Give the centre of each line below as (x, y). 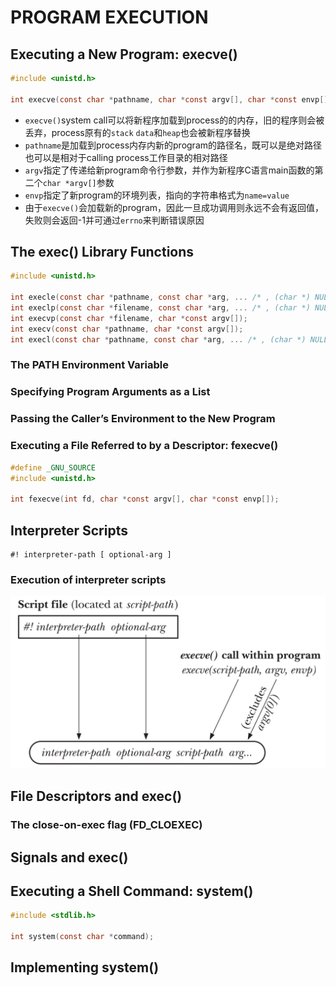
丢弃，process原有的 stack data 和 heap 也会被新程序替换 (137, 132)
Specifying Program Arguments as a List (110, 392)
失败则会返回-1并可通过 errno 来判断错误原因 (114, 220)
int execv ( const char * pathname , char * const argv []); (127, 329)
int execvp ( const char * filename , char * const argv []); (129, 318)
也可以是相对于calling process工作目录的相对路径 (126, 157)
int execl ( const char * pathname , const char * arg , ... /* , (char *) (158, 339)
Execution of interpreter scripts (88, 579)
